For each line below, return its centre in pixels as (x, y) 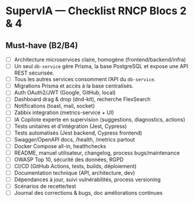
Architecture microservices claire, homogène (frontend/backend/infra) (100, 60)
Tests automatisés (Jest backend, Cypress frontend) (78, 133)
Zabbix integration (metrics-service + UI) (64, 113)
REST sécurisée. (34, 73)
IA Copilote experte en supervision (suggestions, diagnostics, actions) (100, 119)
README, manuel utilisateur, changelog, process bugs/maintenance (97, 153)
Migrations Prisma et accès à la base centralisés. (74, 86)
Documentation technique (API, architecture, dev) (75, 173)
